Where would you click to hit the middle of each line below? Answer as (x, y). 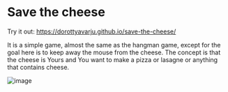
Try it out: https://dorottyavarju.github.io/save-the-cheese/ (92, 31)
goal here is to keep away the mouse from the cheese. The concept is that (114, 52)
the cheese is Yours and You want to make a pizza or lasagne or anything (113, 59)
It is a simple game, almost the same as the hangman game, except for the (114, 45)
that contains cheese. (38, 67)
